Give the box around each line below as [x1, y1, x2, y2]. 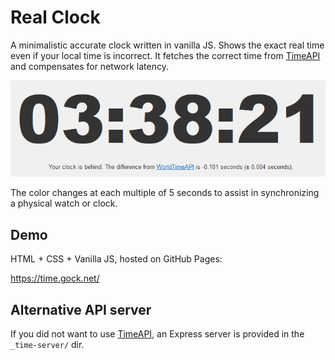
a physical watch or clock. [10, 197, 118, 210]
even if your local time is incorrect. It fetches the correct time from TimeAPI [10, 49, 321, 61]
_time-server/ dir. [10, 339, 85, 351]
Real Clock [10, 6, 101, 29]
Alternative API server [10, 301, 152, 318]
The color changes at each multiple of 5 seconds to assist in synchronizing [10, 187, 320, 199]
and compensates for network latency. [10, 60, 169, 72]
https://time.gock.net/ [10, 272, 100, 285]
